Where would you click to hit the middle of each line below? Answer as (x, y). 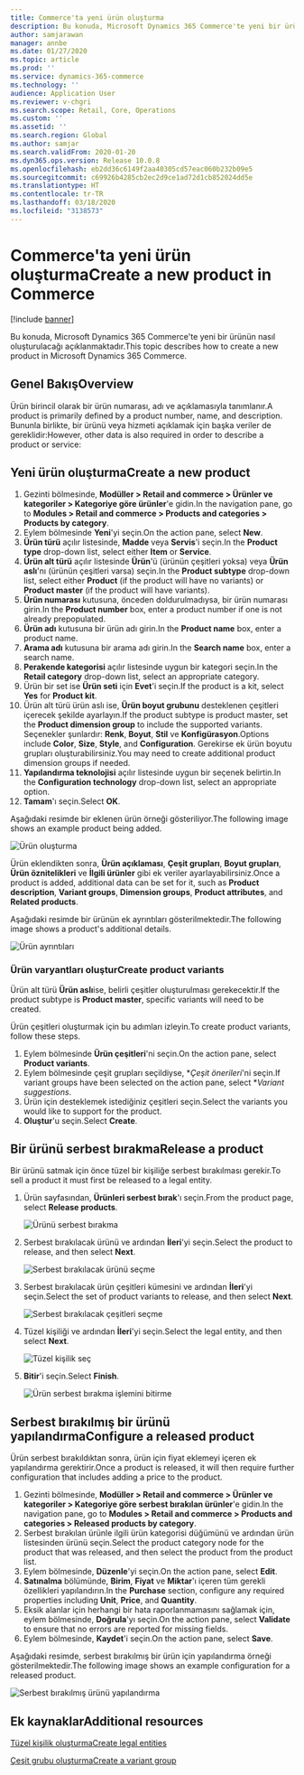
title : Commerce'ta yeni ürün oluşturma (88, 18)
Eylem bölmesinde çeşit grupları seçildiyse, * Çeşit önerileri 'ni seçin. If (152, 1072)
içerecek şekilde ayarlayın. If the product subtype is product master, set (155, 715)
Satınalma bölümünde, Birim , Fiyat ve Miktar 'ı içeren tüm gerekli (144, 1581)
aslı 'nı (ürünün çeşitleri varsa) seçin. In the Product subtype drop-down (157, 571)
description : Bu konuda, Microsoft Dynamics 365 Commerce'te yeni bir (146, 26)
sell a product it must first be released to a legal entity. (111, 1181)
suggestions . (47, 1092)
